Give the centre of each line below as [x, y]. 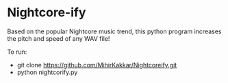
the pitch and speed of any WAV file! [59, 38]
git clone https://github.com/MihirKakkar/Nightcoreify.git [97, 65]
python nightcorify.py [47, 72]
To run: [17, 52]
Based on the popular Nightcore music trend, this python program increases [114, 31]
